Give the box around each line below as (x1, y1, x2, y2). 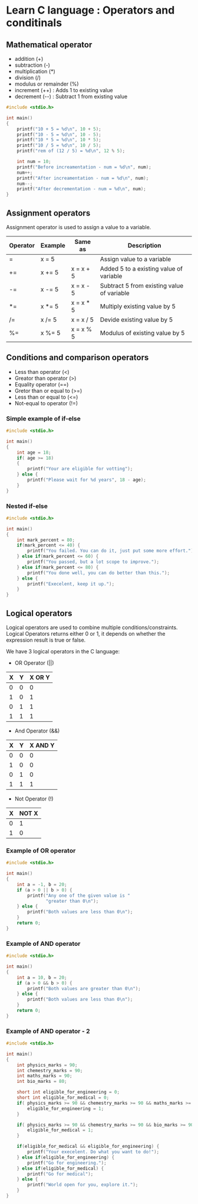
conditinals (6, 16, 62, 30)
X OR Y (29, 673, 50, 682)
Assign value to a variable (100, 255, 171, 263)
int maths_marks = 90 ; (16, 1073, 72, 1079)
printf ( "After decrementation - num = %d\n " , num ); (16, 186, 146, 192)
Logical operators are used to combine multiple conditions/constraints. (6, 624, 178, 631)
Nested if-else (6, 502, 48, 510)
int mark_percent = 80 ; (16, 537, 75, 543)
